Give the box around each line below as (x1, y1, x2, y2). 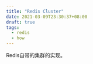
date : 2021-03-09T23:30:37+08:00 (6, 14, 88, 20)
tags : (6, 24, 19, 31)
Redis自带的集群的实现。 (6, 52, 66, 58)
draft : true (6, 19, 35, 25)
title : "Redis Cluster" (6, 8, 64, 14)
